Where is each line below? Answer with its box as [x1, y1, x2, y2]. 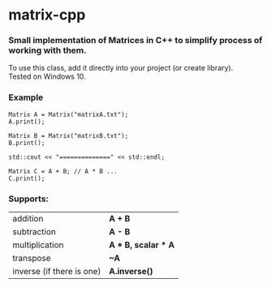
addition [12, 213, 44, 225]
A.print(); [8, 118, 45, 126]
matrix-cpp [8, 6, 86, 24]
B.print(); [8, 139, 45, 147]
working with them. [8, 45, 87, 56]
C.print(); [8, 174, 45, 182]
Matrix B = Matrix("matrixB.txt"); [8, 131, 129, 139]
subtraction [12, 226, 57, 238]
